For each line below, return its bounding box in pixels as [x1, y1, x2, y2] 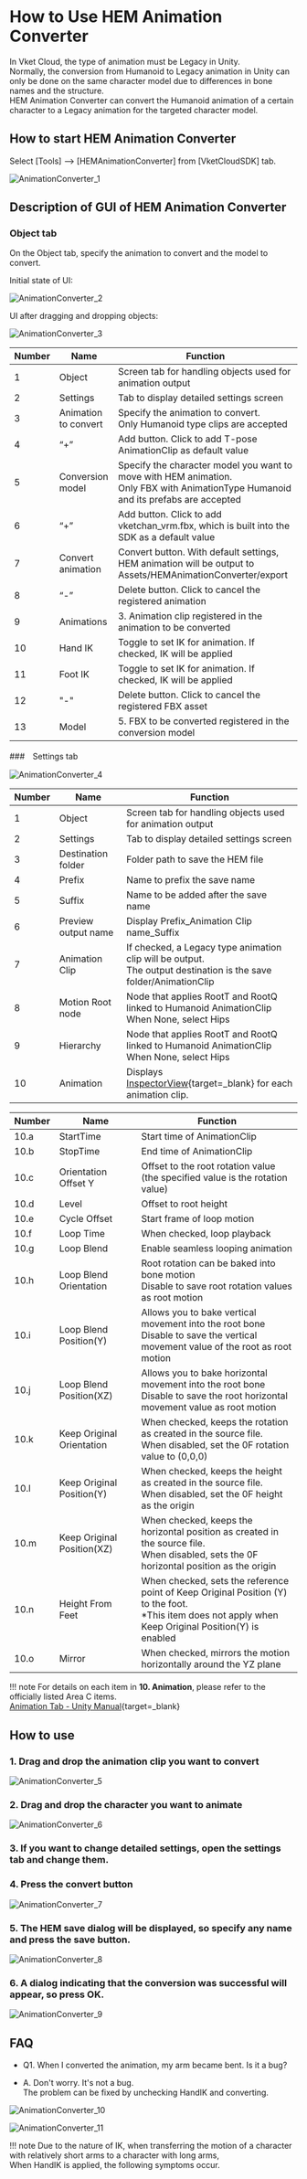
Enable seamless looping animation [141, 1242, 292, 1255]
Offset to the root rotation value [141, 1160, 276, 1173]
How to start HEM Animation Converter [9, 131, 237, 147]
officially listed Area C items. [9, 1691, 117, 1702]
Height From [58, 1598, 112, 1610]
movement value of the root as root [141, 1341, 292, 1354]
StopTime [58, 1145, 101, 1158]
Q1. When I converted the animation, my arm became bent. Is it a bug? [22, 2059, 288, 2071]
